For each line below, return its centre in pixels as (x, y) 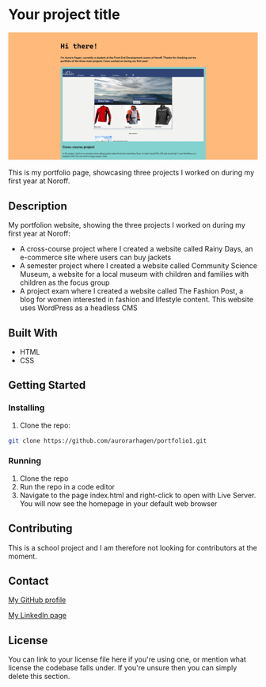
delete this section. (39, 677)
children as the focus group (65, 282)
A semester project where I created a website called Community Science (138, 266)
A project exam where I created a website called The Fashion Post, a (131, 291)
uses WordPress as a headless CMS (79, 308)
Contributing (40, 529)
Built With (33, 333)
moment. (23, 556)
